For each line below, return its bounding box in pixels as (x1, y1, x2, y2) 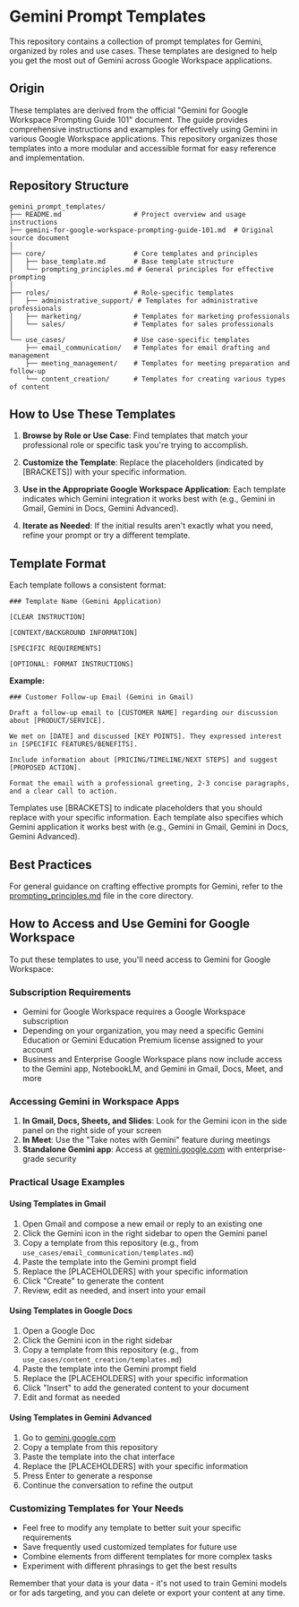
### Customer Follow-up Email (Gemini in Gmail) (9, 692, 194, 702)
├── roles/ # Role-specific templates (9, 288, 235, 297)
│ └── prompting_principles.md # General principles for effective (9, 264, 275, 274)
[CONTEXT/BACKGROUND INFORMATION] (9, 629, 139, 638)
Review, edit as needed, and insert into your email (21, 1285, 206, 1295)
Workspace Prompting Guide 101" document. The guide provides (9, 114, 249, 125)
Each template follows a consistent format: (9, 580, 167, 590)
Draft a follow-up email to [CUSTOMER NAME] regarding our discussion (9, 709, 278, 718)
